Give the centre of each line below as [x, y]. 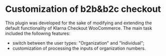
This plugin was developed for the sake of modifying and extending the [78, 23]
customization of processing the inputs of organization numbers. [79, 48]
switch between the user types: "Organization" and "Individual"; [78, 43]
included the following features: [38, 33]
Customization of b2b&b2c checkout [83, 9]
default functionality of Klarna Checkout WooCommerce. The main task [79, 28]
